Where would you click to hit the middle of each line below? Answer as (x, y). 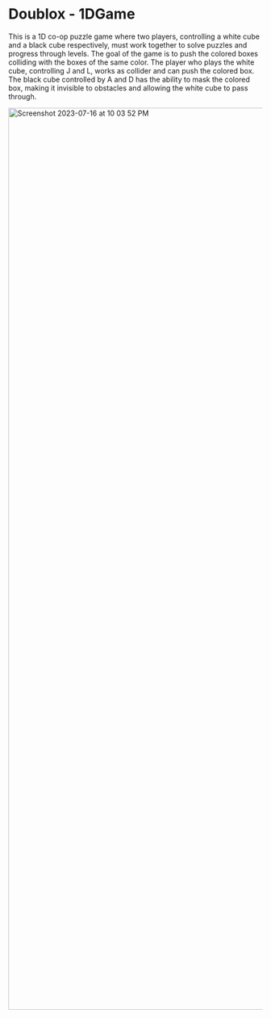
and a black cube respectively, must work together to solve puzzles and (128, 44)
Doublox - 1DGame (72, 14)
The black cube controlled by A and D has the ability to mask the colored (129, 79)
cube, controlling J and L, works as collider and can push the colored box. (131, 70)
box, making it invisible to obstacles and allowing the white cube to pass (128, 88)
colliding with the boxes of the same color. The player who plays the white (131, 62)
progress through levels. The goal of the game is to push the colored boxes (133, 53)
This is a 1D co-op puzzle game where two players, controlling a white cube (134, 36)
